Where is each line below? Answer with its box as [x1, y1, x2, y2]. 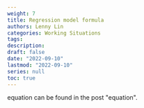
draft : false [7, 49, 45, 56]
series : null [7, 68, 45, 75]
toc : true [7, 74, 36, 82]
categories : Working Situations [7, 29, 101, 37]
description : [7, 42, 45, 49]
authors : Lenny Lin [7, 23, 64, 30]
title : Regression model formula [7, 17, 104, 24]
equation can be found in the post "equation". [7, 93, 138, 102]
